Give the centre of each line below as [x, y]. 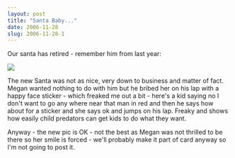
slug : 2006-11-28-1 [36, 34]
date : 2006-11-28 [33, 27]
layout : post [27, 14]
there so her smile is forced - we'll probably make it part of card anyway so [117, 140]
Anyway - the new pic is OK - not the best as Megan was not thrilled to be [115, 132]
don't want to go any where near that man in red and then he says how [110, 103]
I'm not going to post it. [41, 147]
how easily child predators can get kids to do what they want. [97, 118]
